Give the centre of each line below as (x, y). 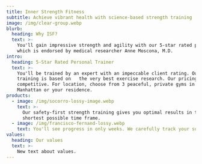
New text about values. (47, 151)
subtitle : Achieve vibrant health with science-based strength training (99, 17)
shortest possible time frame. (61, 118)
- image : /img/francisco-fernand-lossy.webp (68, 124)
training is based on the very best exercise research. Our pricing (107, 79)
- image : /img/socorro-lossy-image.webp (63, 101)
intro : (14, 56)
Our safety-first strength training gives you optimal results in (107, 112)
